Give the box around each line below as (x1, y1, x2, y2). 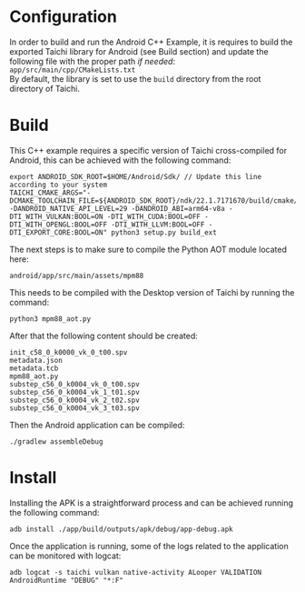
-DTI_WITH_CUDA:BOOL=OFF (106, 212, 202, 221)
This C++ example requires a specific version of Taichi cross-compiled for (9, 145, 288, 156)
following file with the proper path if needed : (9, 55, 175, 66)
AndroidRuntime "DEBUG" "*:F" (9, 576, 124, 585)
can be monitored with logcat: (9, 550, 122, 561)
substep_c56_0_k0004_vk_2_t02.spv (9, 396, 141, 405)
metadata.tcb (9, 364, 59, 373)
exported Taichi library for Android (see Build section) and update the (9, 45, 270, 56)
